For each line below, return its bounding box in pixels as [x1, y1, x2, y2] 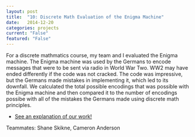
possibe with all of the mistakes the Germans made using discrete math [6, 95, 179, 102]
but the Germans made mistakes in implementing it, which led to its [6, 77, 169, 84]
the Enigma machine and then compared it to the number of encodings [6, 89, 177, 96]
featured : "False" [6, 36, 51, 42]
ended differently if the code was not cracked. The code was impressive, [6, 71, 183, 77]
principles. [6, 102, 32, 108]
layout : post [6, 8, 38, 15]
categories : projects [6, 25, 59, 31]
